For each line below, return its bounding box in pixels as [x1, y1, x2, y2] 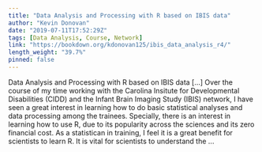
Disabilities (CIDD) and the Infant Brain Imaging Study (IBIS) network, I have [8, 94, 254, 104]
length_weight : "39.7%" [8, 48, 87, 56]
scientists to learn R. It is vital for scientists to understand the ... [8, 136, 215, 146]
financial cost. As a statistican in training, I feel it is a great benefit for [8, 127, 233, 137]
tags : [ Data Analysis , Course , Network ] [8, 33, 144, 42]
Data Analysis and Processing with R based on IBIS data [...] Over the [8, 77, 234, 87]
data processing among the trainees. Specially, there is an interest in [8, 111, 231, 120]
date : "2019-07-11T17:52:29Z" [8, 26, 108, 34]
